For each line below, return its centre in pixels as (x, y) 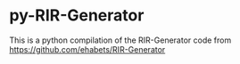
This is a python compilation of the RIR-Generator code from (120, 40)
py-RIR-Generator (77, 16)
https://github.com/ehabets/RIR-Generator (87, 49)
